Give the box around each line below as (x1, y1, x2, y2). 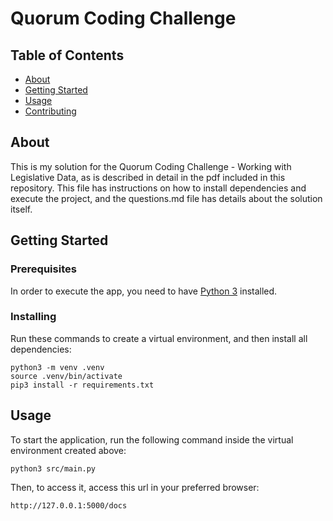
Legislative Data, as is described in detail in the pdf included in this (10, 171, 286, 183)
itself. (10, 203, 33, 215)
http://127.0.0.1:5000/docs (10, 500, 128, 511)
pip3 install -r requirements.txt (10, 380, 155, 390)
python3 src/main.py (10, 463, 97, 474)
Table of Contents (10, 47, 125, 64)
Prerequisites (10, 262, 77, 276)
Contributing (24, 105, 77, 117)
